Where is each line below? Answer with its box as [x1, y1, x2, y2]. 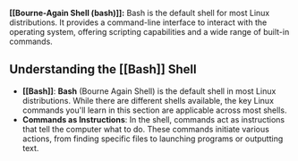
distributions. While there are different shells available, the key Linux [21, 95, 275, 106]
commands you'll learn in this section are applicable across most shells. [21, 105, 287, 115]
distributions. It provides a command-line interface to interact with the [9, 17, 268, 28]
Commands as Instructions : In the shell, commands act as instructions [21, 114, 285, 124]
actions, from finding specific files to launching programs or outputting [21, 133, 284, 144]
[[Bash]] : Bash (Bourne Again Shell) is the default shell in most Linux [21, 85, 277, 97]
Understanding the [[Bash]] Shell [9, 62, 197, 77]
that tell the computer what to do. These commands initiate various [21, 123, 270, 134]
